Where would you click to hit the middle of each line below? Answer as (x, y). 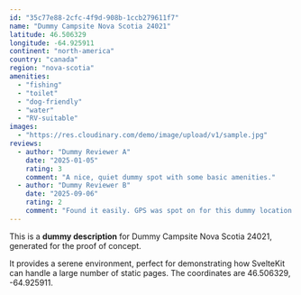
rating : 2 (44, 203)
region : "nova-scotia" (52, 69)
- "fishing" (40, 85)
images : (24, 127)
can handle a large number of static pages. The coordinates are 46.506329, (150, 272)
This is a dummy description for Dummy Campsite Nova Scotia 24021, (141, 236)
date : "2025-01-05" (62, 160)
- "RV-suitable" (48, 118)
